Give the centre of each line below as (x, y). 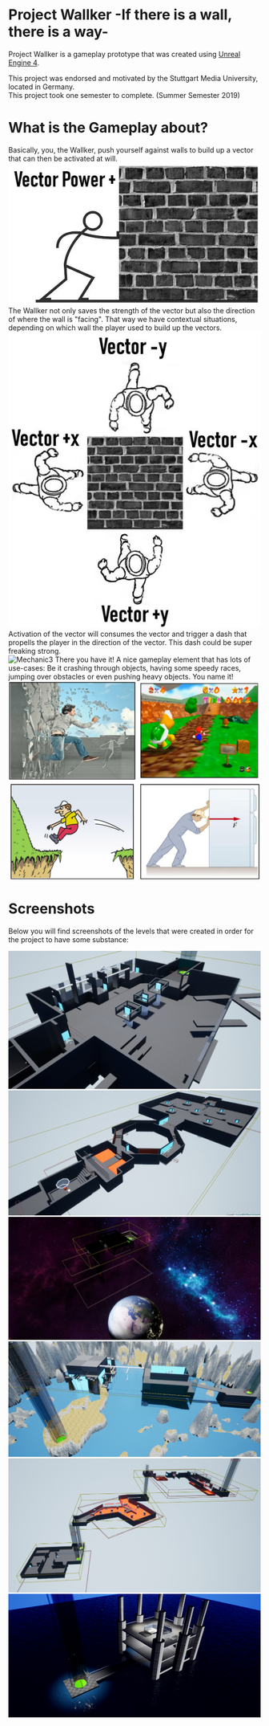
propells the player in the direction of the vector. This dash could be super (130, 642)
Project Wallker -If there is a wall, (120, 15)
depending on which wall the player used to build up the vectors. (115, 328)
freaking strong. (35, 651)
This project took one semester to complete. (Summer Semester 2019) (124, 95)
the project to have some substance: (69, 940)
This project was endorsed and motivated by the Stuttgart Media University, (133, 78)
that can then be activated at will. (63, 158)
